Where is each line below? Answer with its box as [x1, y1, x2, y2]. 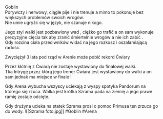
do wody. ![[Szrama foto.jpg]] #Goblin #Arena [5, 108, 97, 114]
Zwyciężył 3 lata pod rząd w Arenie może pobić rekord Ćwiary [5, 54, 130, 60]
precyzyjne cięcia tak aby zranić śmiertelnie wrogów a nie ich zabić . [5, 34, 143, 40]
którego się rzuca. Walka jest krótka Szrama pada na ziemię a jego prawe [5, 89, 153, 94]
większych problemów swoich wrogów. [5, 15, 84, 20]
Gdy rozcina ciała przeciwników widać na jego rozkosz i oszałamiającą [5, 40, 147, 45]
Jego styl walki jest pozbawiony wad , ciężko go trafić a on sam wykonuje [5, 29, 154, 35]
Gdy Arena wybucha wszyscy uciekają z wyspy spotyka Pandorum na [5, 83, 146, 89]
